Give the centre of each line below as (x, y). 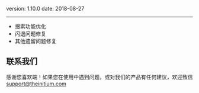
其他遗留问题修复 (36, 41)
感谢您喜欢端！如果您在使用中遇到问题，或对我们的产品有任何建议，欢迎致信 (99, 77)
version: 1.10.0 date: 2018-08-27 (45, 9)
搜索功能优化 (30, 26)
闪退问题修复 (30, 34)
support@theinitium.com (36, 84)
